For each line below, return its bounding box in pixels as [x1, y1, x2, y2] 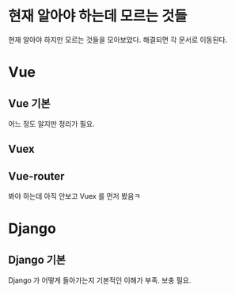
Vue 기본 [8, 97, 51, 110]
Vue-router [8, 169, 65, 183]
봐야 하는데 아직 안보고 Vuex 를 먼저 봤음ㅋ [8, 192, 141, 201]
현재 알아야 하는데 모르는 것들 [8, 7, 188, 25]
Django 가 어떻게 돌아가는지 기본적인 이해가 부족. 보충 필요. [8, 276, 191, 285]
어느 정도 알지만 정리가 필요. [8, 119, 95, 128]
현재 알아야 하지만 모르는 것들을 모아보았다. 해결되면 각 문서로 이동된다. [8, 35, 228, 44]
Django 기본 [8, 253, 66, 266]
